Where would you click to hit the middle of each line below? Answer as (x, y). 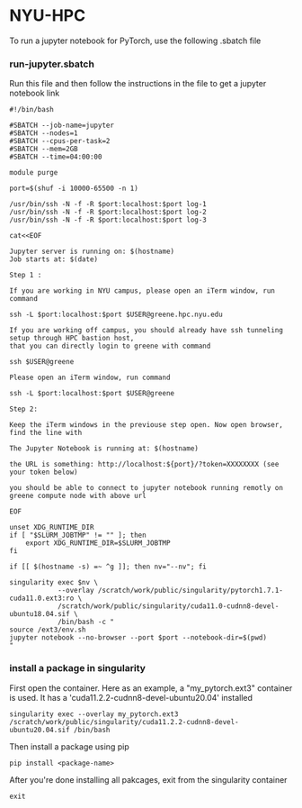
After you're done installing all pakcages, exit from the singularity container (148, 779)
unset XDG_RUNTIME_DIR (52, 528)
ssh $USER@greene (42, 362)
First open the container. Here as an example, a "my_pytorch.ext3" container (151, 688)
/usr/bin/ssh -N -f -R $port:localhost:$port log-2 (108, 213)
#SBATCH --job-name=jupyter (62, 126)
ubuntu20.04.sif (40, 730)
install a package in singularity (78, 668)
